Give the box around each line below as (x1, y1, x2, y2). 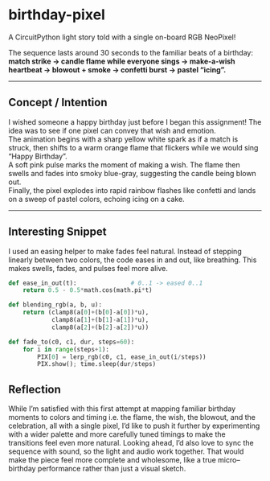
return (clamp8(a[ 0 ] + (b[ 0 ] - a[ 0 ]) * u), (22, 308, 149, 317)
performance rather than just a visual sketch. (37, 464, 186, 474)
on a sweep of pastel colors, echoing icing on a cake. (8, 194, 185, 203)
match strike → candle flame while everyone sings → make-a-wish (8, 56, 235, 66)
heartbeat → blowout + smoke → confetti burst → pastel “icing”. (8, 64, 227, 74)
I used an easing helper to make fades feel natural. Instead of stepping (8, 246, 243, 256)
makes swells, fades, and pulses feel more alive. (8, 263, 169, 273)
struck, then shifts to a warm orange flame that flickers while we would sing (8, 142, 259, 152)
